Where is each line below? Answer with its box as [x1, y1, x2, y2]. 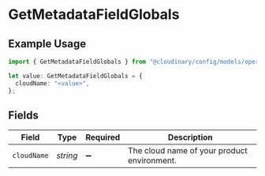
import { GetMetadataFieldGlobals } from [8, 58, 147, 66]
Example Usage [8, 37, 87, 51]
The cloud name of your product [127, 145, 248, 156]
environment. [127, 155, 177, 167]
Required [85, 132, 121, 143]
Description [168, 132, 213, 143]
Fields [8, 108, 39, 122]
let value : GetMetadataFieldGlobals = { [8, 72, 144, 80]
